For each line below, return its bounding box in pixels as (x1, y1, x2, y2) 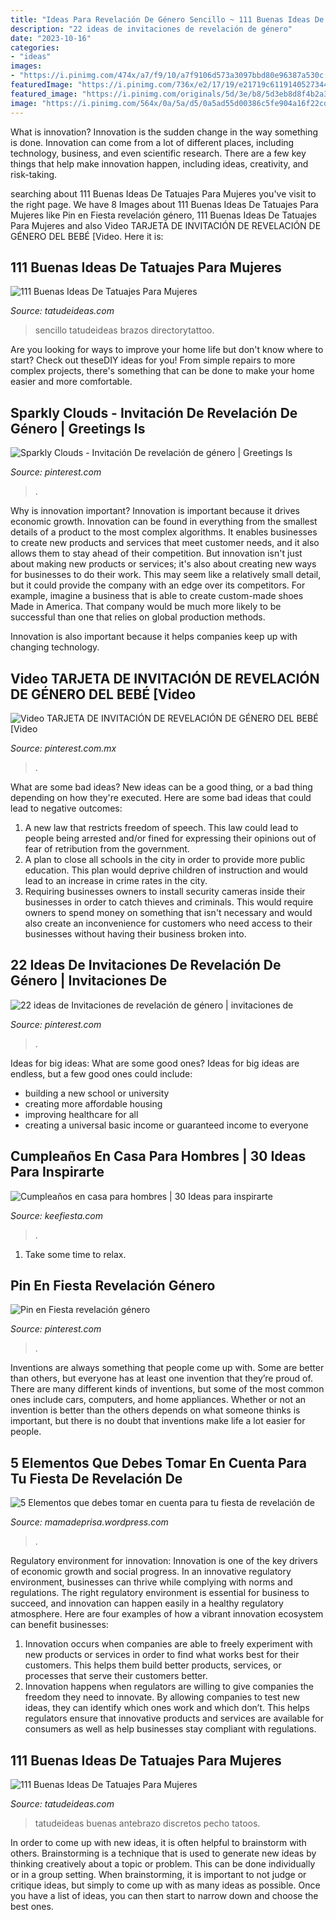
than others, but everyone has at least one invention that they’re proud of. (10, 1372, 313, 1385)
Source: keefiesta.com (10, 1209, 104, 1221)
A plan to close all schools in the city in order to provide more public (24, 853, 306, 865)
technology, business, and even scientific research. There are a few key (10, 147, 307, 159)
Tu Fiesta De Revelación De (10, 1470, 183, 1487)
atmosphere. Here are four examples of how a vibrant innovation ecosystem (10, 1608, 324, 1620)
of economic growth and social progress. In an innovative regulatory (10, 1566, 292, 1578)
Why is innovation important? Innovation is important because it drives (10, 505, 300, 517)
